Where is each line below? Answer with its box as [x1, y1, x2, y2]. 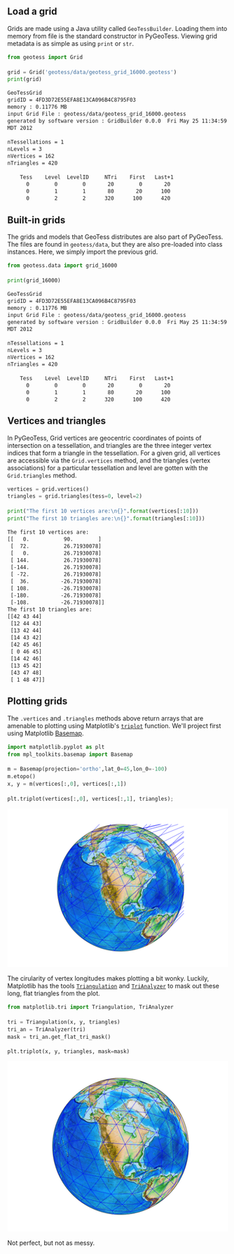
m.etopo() [7, 773, 36, 780]
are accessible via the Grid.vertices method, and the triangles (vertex [7, 456, 211, 465]
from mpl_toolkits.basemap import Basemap [7, 751, 133, 758]
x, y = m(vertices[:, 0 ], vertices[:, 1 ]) [7, 780, 128, 788]
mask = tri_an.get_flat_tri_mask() [7, 1033, 111, 1040]
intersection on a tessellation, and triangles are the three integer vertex [7, 441, 212, 449]
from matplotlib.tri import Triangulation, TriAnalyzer [7, 1004, 174, 1011]
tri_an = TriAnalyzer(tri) [7, 1026, 86, 1033]
